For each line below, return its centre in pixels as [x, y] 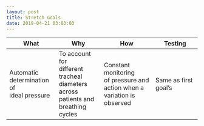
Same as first [174, 81]
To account [75, 54]
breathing [73, 107]
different [71, 69]
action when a [124, 88]
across [68, 91]
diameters [73, 84]
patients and [76, 99]
